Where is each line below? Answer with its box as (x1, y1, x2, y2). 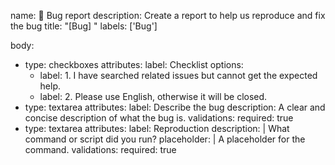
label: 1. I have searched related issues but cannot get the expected (39, 70, 318, 81)
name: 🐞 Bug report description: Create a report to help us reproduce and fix (10, 10, 326, 21)
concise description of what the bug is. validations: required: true (24, 112, 294, 124)
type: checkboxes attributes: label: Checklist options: (24, 59, 244, 70)
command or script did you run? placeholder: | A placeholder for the (24, 133, 306, 145)
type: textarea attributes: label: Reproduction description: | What (24, 123, 290, 134)
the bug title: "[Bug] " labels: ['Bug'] (10, 20, 158, 32)
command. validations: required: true (24, 144, 177, 155)
